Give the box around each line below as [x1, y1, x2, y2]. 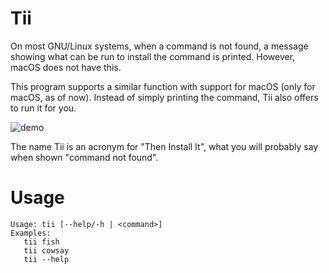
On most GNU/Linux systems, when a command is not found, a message [10, 40, 309, 52]
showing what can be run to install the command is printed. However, [10, 50, 296, 62]
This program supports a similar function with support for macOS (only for [10, 80, 316, 92]
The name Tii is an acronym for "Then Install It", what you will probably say [10, 140, 319, 152]
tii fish [23, 237, 60, 247]
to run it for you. [10, 102, 77, 114]
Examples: [10, 228, 52, 238]
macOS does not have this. [10, 61, 122, 73]
